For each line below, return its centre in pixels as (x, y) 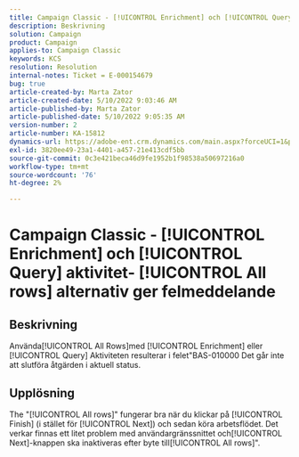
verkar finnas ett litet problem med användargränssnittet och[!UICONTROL (146, 433)
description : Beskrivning (57, 26)
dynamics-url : (36, 142)
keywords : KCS (36, 59)
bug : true (28, 84)
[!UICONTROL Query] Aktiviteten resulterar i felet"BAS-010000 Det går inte (147, 355)
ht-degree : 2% (36, 184)
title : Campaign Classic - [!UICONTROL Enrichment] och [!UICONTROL (139, 17)
